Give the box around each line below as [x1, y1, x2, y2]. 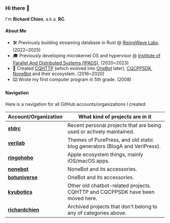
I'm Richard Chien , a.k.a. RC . [5, 16, 66, 22]
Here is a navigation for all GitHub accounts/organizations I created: [5, 101, 147, 107]
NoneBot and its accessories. [67, 165, 138, 172]
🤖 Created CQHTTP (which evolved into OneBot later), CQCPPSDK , [12, 65, 153, 71]
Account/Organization [8, 113, 63, 120]
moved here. [67, 195, 98, 202]
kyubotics [8, 188, 33, 195]
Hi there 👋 [5, 5, 30, 12]
